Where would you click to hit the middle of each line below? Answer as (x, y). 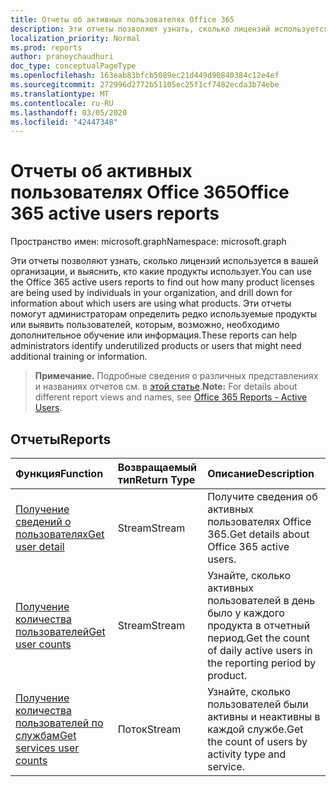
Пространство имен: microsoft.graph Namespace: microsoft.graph (148, 242)
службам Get (46, 735)
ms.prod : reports (46, 47)
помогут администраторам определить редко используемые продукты (163, 314)
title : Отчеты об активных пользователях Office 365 (122, 19)
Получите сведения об (262, 496)
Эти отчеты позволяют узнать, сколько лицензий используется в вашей (164, 261)
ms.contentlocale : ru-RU (62, 103)
